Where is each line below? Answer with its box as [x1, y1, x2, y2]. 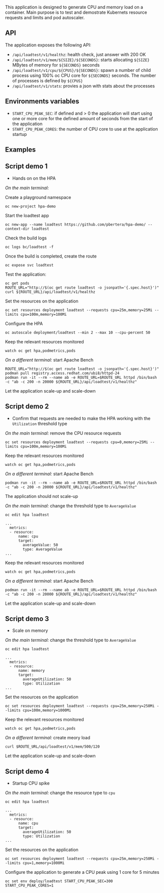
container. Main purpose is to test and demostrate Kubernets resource [5, 9, 147, 15]
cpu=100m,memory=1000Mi [23, 708, 71, 713]
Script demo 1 [5, 162, 48, 170]
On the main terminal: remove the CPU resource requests [5, 430, 121, 436]
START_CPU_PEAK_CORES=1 [5, 883, 54, 888]
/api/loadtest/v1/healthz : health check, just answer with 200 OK [12, 51, 146, 57]
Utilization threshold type [12, 421, 67, 427]
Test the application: [5, 271, 47, 277]
